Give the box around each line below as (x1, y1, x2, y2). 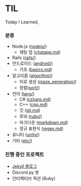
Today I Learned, (5, 19, 39, 25)
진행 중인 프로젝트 (5, 151, 45, 158)
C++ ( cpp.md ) (19, 102, 48, 108)
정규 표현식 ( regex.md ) (19, 126, 64, 131)
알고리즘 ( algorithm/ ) (12, 73, 53, 78)
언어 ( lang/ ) (12, 91, 35, 97)
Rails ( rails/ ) (12, 55, 36, 61)
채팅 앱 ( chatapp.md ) (19, 49, 61, 55)
